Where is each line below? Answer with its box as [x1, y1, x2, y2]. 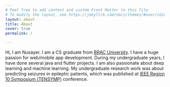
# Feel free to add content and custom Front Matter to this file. [5, 7, 151, 13]
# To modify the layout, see [5, 12, 67, 17]
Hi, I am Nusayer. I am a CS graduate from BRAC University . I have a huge [5, 49, 158, 55]
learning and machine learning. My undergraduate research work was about [5, 65, 164, 71]
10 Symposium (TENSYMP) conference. [5, 76, 89, 82]
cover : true [5, 26, 30, 31]
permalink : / [5, 31, 33, 36]
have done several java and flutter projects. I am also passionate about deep [5, 60, 164, 66]
